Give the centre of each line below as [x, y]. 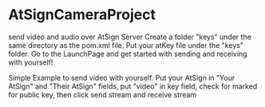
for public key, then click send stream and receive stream [103, 94]
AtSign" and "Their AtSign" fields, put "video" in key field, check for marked [133, 86]
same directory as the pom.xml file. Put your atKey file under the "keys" [126, 45]
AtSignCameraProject [82, 15]
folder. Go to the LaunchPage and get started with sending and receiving [128, 53]
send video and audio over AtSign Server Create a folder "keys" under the [130, 37]
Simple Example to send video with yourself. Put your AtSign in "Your [122, 77]
